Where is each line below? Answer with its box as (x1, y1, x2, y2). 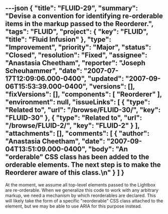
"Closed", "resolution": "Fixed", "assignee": (5, 51, 147, 60)
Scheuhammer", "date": (5, 67, 83, 75)
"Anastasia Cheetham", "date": (5, 137, 105, 146)
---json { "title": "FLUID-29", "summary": (5, 4, 138, 13)
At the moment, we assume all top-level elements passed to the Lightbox (5, 181, 156, 187)
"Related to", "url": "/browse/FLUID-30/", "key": (5, 106, 161, 114)
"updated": (87, 75, 124, 83)
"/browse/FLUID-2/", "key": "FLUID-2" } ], (5, 121, 140, 130)
